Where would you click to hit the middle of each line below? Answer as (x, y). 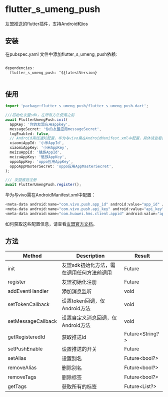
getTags (17, 386)
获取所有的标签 (79, 386)
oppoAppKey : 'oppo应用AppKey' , (41, 161)
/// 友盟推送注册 (21, 180)
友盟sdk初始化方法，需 (89, 265)
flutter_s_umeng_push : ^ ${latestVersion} (53, 73)
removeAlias (22, 367)
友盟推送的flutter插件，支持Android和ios (47, 24)
